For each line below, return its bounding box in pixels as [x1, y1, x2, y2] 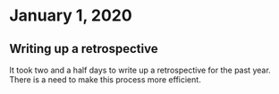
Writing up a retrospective [9, 41, 158, 56]
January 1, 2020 [9, 5, 132, 26]
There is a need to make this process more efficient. [9, 74, 201, 85]
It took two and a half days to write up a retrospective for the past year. [9, 64, 271, 75]
